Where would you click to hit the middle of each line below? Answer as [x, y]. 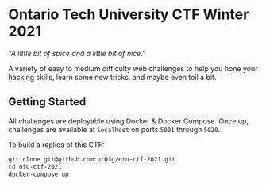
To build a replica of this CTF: [56, 145]
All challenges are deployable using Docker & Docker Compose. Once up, [128, 121]
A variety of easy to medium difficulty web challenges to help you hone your [133, 68]
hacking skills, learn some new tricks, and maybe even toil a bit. [112, 77]
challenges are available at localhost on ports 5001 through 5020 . [114, 129]
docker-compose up [39, 174]
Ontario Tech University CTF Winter [129, 15]
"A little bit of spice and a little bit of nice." [77, 53]
